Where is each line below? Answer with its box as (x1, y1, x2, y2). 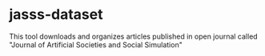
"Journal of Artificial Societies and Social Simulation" (9, 39, 183, 49)
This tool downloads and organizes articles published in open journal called (9, 32, 259, 41)
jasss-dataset (9, 6, 103, 24)
